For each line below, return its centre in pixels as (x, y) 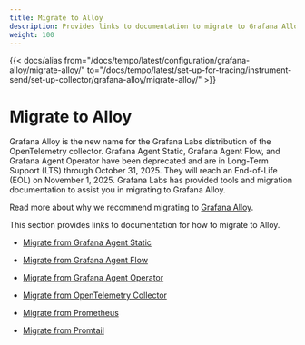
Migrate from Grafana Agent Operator (93, 278)
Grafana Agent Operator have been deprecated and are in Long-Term (139, 161)
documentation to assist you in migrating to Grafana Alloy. (118, 190)
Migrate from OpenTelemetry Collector (95, 295)
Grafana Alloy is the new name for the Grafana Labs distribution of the (140, 142)
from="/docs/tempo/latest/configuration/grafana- (157, 61)
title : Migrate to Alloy (56, 18)
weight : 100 (32, 34)
